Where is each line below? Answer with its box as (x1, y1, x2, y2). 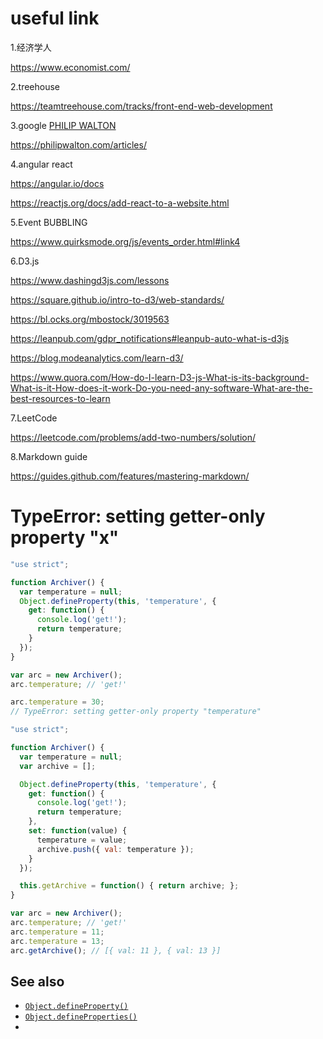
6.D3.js (10, 255, 40, 267)
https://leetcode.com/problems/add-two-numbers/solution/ (10, 431, 257, 443)
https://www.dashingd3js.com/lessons (10, 274, 170, 286)
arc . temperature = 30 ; (10, 697, 105, 707)
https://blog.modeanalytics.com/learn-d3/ (10, 352, 184, 364)
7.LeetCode (10, 412, 58, 424)
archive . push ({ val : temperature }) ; (36, 844, 195, 854)
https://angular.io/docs (10, 177, 105, 189)
